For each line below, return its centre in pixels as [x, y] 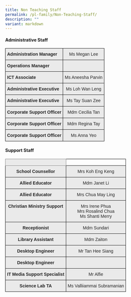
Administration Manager [32, 54]
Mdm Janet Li [95, 183]
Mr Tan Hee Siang [96, 251]
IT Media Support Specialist [36, 274]
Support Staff [19, 151]
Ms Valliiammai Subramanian [96, 286]
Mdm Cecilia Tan [83, 112]
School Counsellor [36, 171]
